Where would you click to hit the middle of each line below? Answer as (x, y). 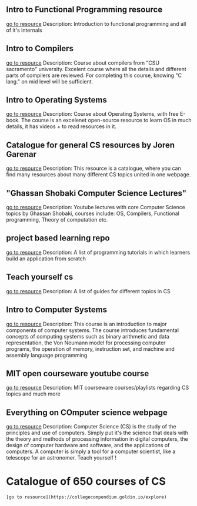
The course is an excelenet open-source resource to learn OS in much (106, 120)
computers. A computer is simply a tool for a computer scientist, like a (91, 451)
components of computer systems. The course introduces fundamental (93, 330)
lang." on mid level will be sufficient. (50, 81)
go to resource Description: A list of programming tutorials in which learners (98, 252)
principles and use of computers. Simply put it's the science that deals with (97, 433)
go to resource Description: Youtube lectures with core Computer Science (96, 207)
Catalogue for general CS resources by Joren (91, 145)
